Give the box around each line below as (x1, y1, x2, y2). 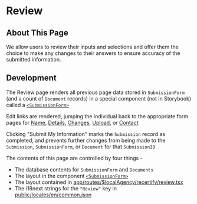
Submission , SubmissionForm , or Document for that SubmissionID (6, 143, 156, 150)
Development (6, 73, 57, 83)
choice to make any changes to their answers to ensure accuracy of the (6, 50, 180, 57)
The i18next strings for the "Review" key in (14, 184, 117, 192)
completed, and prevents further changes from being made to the (6, 137, 166, 144)
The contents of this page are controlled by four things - (6, 154, 143, 161)
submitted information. (6, 56, 61, 63)
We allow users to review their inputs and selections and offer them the (6, 43, 179, 50)
